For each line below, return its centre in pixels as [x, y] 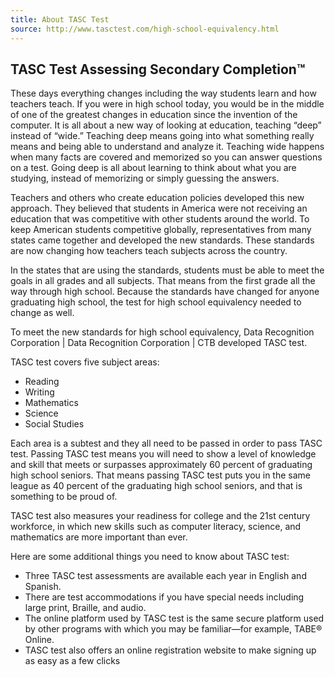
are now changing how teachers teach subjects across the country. [149, 251]
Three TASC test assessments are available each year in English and [165, 576]
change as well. [42, 313]
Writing [39, 392]
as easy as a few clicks [72, 661]
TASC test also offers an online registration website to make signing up [170, 650]
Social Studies [54, 424]
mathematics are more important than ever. [99, 537]
